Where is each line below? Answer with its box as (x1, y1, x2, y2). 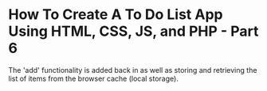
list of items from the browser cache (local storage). (8, 74, 179, 83)
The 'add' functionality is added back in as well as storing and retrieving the (8, 65, 257, 74)
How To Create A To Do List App (8, 6, 223, 24)
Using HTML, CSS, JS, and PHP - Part (8, 22, 259, 40)
